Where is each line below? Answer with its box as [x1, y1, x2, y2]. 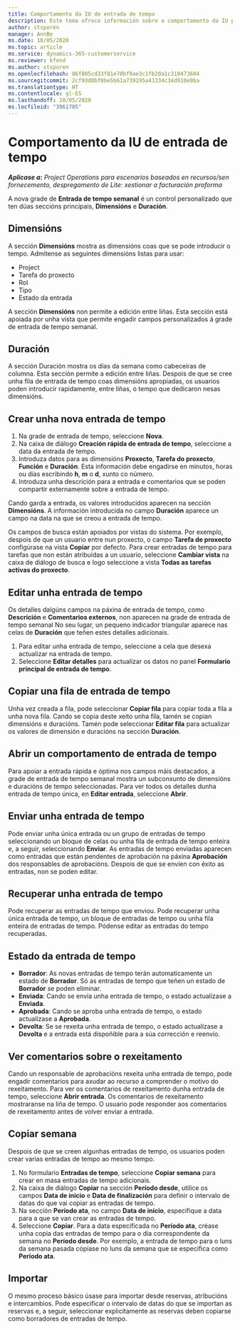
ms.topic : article [8, 44, 63, 51]
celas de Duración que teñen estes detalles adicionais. [8, 628, 169, 637]
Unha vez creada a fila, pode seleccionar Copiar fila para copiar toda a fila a [8, 704, 232, 712]
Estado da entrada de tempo [8, 950, 136, 962]
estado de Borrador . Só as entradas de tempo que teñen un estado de [18, 977, 226, 985]
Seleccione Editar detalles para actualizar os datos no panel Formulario [18, 658, 231, 666]
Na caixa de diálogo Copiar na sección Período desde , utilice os [18, 1183, 209, 1192]
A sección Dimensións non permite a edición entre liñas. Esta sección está [8, 307, 229, 316]
